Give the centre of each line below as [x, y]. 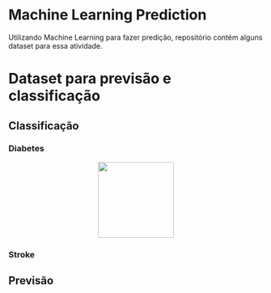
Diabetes [26, 149]
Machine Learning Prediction [108, 15]
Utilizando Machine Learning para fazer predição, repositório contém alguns [135, 37]
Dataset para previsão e [90, 79]
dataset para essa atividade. [55, 45]
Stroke [21, 254]
